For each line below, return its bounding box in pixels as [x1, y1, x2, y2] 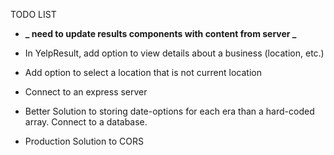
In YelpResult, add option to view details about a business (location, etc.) [24, 47, 325, 59]
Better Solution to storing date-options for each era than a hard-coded [24, 105, 315, 117]
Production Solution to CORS [24, 135, 144, 147]
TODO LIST [10, 9, 57, 20]
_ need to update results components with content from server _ [24, 28, 297, 39]
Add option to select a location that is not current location [24, 67, 262, 78]
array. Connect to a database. [24, 116, 148, 128]
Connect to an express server [24, 86, 148, 98]
